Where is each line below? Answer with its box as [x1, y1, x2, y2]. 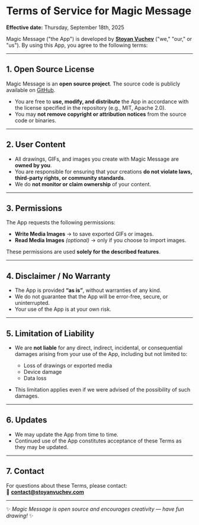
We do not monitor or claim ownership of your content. [14, 180, 152, 187]
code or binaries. [14, 117, 56, 124]
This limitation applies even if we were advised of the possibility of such [14, 386, 191, 393]
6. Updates [6, 415, 47, 425]
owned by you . [14, 161, 52, 168]
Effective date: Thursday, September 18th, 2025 [6, 24, 124, 31]
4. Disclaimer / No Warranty [6, 271, 111, 281]
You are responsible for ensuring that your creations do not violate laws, [14, 168, 192, 175]
